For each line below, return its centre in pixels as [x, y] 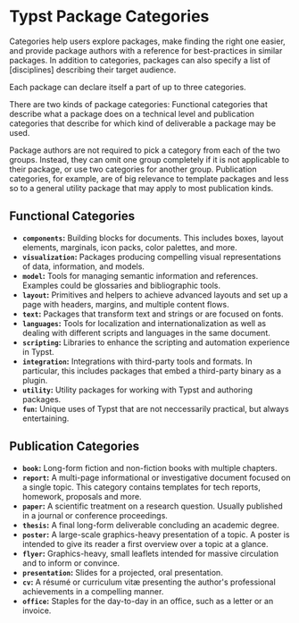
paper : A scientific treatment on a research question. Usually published [152, 506]
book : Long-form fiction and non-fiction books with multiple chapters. [150, 467]
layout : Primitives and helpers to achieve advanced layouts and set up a [155, 295]
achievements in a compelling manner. [93, 591]
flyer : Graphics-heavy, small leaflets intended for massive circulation [150, 553]
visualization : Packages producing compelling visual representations [151, 257]
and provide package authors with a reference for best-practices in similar [146, 50]
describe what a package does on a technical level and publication [132, 114]
